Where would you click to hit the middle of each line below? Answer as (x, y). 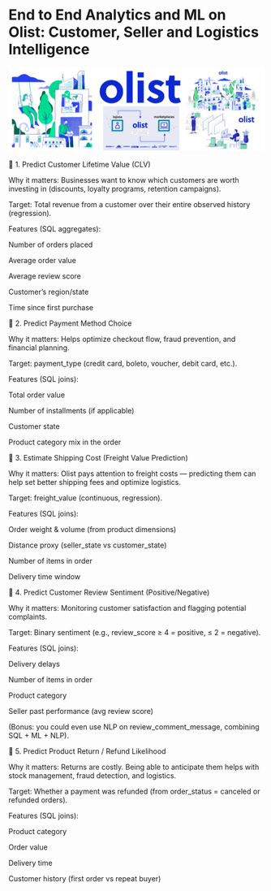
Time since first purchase (51, 308)
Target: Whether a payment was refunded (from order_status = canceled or (134, 792)
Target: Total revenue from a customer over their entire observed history (129, 205)
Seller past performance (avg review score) (81, 712)
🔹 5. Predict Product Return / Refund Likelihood (87, 751)
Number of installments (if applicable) (71, 411)
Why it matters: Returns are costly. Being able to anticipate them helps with (134, 767)
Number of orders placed (51, 244)
